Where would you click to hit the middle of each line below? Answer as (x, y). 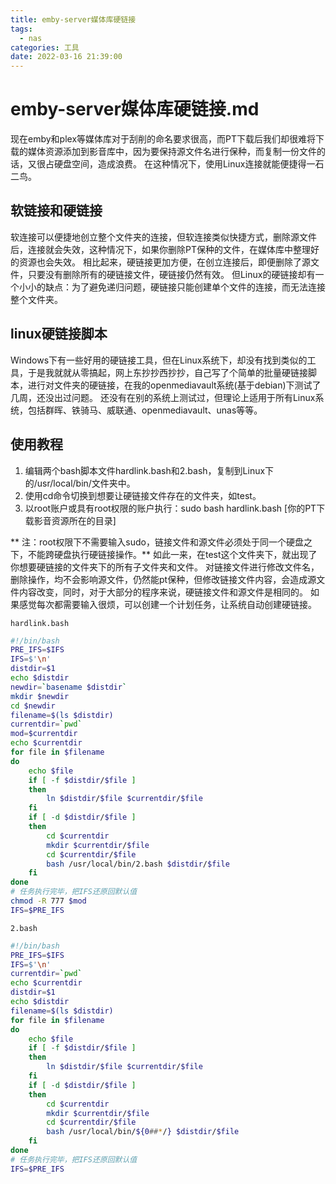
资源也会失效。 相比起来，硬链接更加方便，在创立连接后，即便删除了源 (164, 262)
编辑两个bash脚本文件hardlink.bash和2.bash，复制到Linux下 (149, 470)
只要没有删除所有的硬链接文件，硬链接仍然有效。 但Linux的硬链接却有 (171, 274)
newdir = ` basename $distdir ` (69, 687)
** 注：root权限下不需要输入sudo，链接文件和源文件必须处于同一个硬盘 (157, 542)
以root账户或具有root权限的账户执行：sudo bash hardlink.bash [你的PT (170, 508)
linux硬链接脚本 (59, 334)
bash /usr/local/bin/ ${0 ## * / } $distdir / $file (143, 1132)
